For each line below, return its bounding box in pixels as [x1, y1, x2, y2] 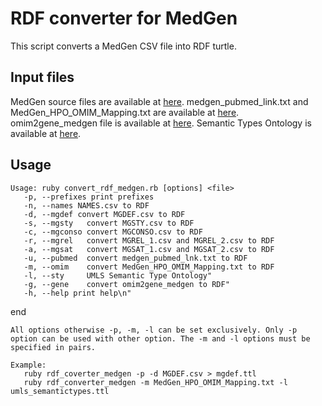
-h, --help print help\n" [23, 288, 132, 298]
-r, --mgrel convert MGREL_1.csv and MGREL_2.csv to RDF [23, 235, 275, 246]
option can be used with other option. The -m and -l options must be [10, 333, 311, 344]
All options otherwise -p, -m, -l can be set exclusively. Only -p [10, 325, 298, 335]
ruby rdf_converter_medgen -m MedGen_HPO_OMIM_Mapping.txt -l [23, 377, 288, 387]
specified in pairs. [10, 342, 97, 352]
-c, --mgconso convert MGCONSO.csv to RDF [23, 227, 203, 237]
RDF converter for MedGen [10, 7, 238, 30]
